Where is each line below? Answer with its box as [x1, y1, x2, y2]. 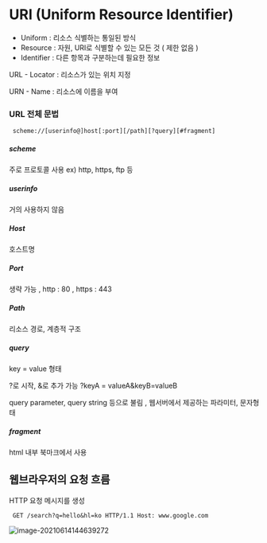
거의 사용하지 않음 [9, 205, 64, 214]
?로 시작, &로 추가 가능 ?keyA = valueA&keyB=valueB [9, 381, 178, 391]
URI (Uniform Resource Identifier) [9, 6, 234, 24]
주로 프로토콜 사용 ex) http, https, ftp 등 [9, 165, 133, 174]
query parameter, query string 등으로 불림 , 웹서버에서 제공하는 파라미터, [9, 398, 238, 408]
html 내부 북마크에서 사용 [9, 447, 87, 457]
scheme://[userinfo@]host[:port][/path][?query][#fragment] [12, 127, 216, 135]
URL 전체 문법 [9, 108, 59, 119]
